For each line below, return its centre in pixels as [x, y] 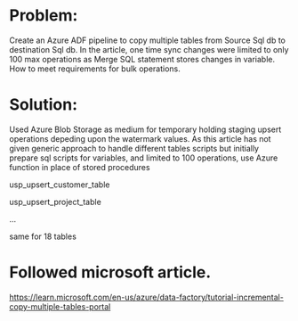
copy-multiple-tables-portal [60, 306]
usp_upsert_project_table [56, 202]
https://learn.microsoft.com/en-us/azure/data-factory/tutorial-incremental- [147, 297]
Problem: [44, 16]
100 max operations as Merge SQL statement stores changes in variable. [142, 59]
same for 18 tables [43, 236]
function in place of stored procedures [80, 167]
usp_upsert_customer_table [60, 185]
